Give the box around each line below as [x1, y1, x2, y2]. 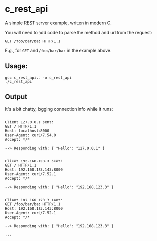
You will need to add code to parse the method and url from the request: [5, 29, 152, 35]
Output [5, 93, 27, 101]
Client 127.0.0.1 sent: [5, 120, 54, 124]
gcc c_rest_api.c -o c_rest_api [5, 75, 72, 80]
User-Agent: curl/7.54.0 [5, 132, 56, 138]
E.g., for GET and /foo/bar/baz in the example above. [5, 47, 112, 53]
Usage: [5, 62, 28, 70]
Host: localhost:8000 [5, 128, 50, 133]
